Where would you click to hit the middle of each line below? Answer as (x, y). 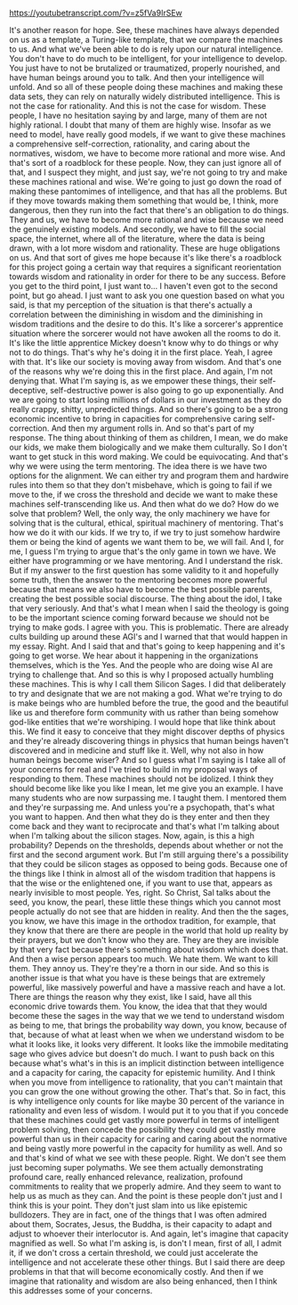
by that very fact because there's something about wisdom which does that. (149, 950)
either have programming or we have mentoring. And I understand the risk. (146, 561)
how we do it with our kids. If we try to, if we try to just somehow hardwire (145, 533)
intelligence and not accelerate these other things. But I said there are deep (147, 1262)
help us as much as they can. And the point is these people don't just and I (146, 1196)
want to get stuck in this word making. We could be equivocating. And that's (149, 457)
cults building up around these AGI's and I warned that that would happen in (149, 636)
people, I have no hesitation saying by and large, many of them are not (138, 116)
